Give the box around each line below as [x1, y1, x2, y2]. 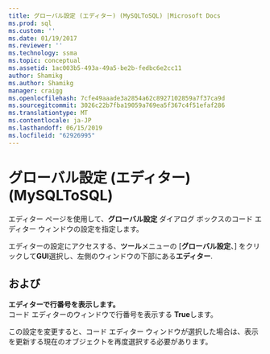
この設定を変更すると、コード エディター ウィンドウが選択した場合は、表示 [8, 327, 260, 336]
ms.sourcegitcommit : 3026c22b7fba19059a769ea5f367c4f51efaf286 [8, 101, 226, 109]
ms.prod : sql [8, 19, 52, 27]
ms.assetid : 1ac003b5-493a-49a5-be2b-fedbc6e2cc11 [8, 64, 182, 72]
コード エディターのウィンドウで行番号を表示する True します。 [8, 310, 218, 319]
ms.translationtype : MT [8, 109, 89, 117]
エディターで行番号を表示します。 [8, 299, 120, 310]
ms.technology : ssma [8, 49, 78, 57]
